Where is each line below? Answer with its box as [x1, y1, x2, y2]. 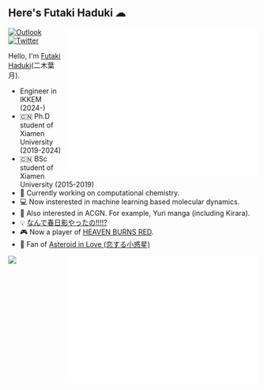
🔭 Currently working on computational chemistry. [19, 187, 180, 197]
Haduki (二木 [8, 60, 48, 70]
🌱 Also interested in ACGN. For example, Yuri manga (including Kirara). [19, 208, 251, 218]
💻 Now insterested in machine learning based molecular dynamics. [19, 197, 240, 206]
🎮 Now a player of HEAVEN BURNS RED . [19, 227, 154, 237]
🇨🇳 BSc [19, 153, 47, 163]
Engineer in [19, 86, 57, 96]
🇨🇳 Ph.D [19, 111, 50, 121]
